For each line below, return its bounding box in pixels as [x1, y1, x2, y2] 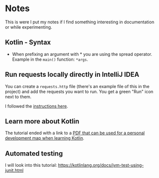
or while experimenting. [5, 24, 52, 30]
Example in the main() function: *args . [12, 56, 88, 62]
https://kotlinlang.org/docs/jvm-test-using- [58, 162, 144, 168]
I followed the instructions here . [5, 103, 68, 109]
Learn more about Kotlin [5, 117, 79, 125]
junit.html [5, 167, 24, 173]
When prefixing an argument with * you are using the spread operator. [12, 51, 153, 57]
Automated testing [5, 149, 63, 158]
